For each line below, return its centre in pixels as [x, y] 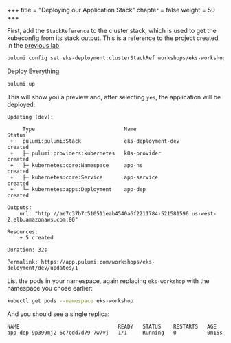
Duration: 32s [27, 250]
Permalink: [23, 262]
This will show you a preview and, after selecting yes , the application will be [114, 97]
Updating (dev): [30, 117]
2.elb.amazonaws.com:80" [43, 219]
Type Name [79, 129]
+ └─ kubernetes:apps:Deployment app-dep [78, 189]
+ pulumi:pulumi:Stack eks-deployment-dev [95, 141]
